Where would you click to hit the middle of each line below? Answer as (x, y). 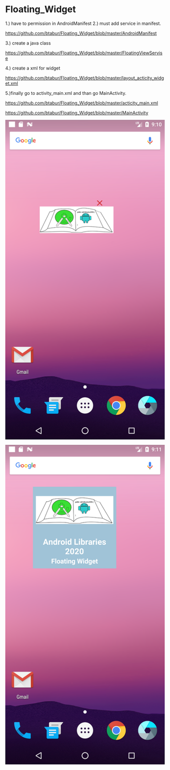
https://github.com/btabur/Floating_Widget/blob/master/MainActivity (77, 113)
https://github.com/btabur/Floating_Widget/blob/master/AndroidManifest (81, 33)
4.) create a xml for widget (33, 68)
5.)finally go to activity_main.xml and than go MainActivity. (66, 93)
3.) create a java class (28, 43)
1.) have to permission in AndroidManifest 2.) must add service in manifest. (83, 23)
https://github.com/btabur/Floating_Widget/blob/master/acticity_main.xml (82, 103)
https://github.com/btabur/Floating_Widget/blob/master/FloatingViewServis (84, 53)
